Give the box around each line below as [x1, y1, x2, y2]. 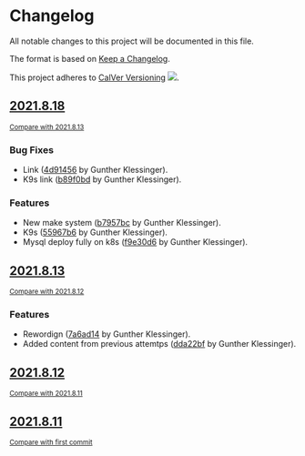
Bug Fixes [9, 143, 55, 156]
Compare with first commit [9, 438, 93, 447]
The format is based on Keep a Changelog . [9, 53, 170, 64]
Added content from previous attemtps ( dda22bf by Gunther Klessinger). [22, 339, 297, 350]
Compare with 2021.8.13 [9, 122, 85, 132]
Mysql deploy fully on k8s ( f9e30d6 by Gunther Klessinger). [22, 237, 249, 248]
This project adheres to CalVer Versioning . [9, 72, 180, 83]
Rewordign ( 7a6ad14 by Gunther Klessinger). [22, 329, 191, 339]
